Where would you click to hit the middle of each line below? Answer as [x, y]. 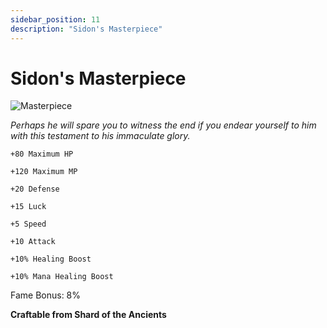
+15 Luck [28, 207]
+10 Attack [33, 242]
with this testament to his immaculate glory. [100, 136]
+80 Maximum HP [42, 154]
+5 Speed [28, 224]
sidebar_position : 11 [55, 19]
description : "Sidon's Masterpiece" [86, 29]
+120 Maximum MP [44, 172]
